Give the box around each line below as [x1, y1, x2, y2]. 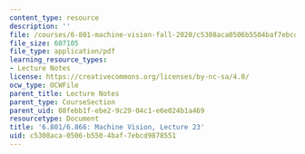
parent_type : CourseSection [9, 97, 116, 107]
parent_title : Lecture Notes [9, 89, 120, 98]
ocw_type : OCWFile [9, 81, 79, 90]
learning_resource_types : [9, 55, 107, 64]
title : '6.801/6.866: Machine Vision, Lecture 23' [9, 123, 205, 132]
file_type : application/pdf [9, 47, 116, 56]
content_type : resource [9, 13, 100, 23]
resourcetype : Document [9, 114, 100, 123]
